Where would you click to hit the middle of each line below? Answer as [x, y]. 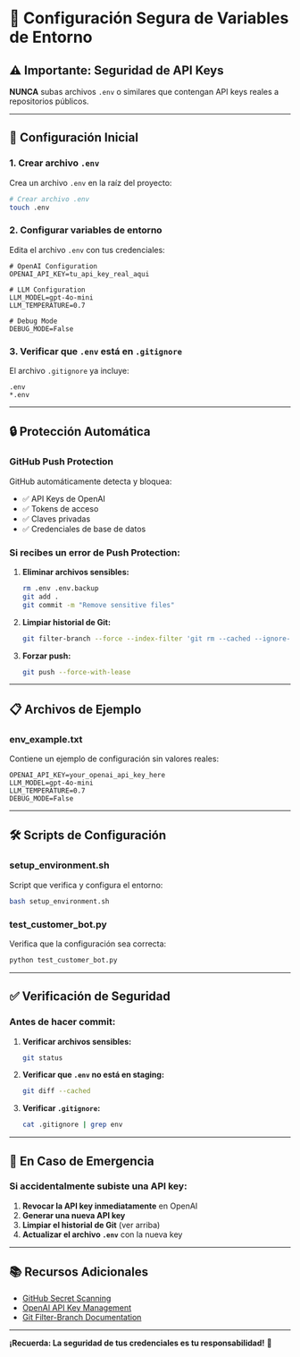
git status [42, 1058]
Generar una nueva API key [74, 1215]
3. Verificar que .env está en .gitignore [96, 351]
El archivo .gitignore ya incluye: [69, 371]
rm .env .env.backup [60, 589]
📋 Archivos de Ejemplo [75, 709]
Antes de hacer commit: [62, 1022]
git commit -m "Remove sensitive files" [98, 605]
